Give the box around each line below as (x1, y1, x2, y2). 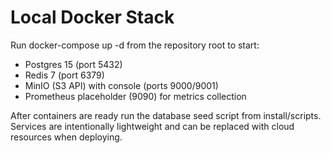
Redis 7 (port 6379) (24, 69, 105, 81)
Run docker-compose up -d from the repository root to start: (10, 39, 260, 51)
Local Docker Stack (10, 6, 175, 29)
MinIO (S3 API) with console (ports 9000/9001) (24, 79, 219, 91)
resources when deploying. (10, 131, 123, 143)
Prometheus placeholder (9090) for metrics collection (24, 90, 247, 102)
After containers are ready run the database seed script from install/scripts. (10, 109, 322, 121)
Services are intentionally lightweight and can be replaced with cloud (10, 120, 295, 132)
